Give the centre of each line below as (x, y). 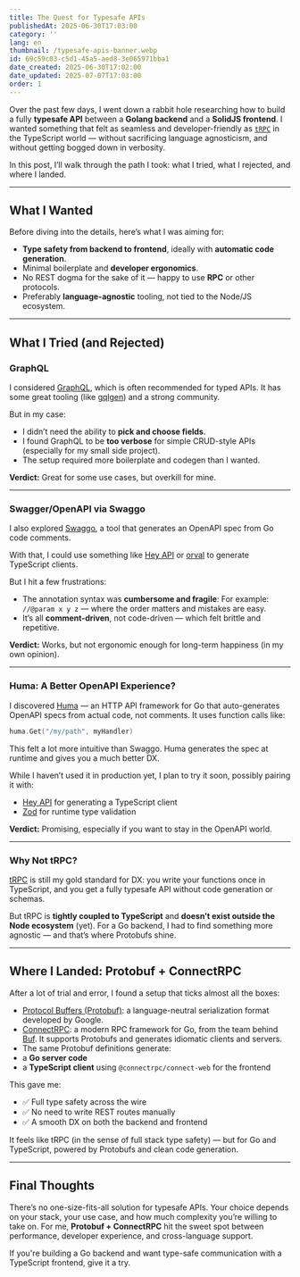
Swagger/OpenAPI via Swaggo (77, 509)
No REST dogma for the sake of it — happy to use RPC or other (138, 278)
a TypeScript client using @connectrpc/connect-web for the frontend (146, 1067)
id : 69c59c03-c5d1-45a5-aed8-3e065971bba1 (89, 59)
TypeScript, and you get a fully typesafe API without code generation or (142, 889)
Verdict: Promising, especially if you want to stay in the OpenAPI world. (141, 829)
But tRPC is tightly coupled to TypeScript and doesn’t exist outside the (142, 915)
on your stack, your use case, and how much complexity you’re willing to (143, 1216)
